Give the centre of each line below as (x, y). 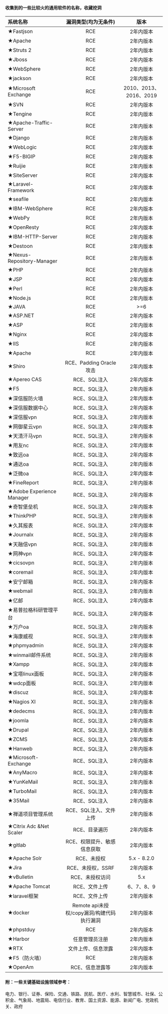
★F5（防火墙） (26, 958)
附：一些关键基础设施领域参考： (38, 982)
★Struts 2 (19, 50)
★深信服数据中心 (28, 408)
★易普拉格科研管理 (30, 610)
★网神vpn (20, 554)
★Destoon (20, 246)
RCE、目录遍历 (91, 830)
